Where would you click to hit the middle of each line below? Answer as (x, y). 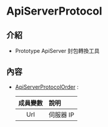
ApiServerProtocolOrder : (47, 87)
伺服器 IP (61, 115)
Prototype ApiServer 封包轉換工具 (57, 51)
